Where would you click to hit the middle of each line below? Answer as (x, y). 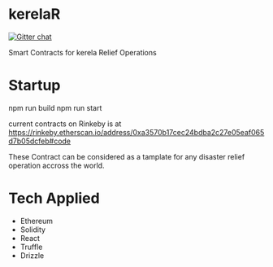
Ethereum (36, 221)
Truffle (31, 247)
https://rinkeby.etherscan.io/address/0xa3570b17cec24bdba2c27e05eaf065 (136, 132)
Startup (35, 85)
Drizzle (32, 255)
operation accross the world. (56, 165)
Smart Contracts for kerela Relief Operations (82, 52)
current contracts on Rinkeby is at (65, 124)
